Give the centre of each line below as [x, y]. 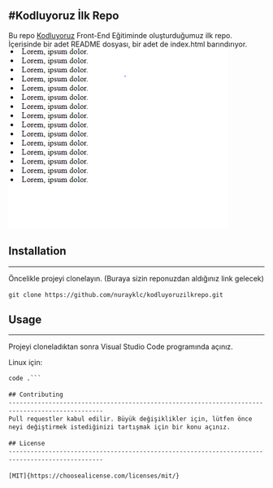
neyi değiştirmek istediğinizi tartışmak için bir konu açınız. [119, 427]
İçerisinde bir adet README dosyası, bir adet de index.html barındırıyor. [128, 44]
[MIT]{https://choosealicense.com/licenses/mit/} [94, 476]
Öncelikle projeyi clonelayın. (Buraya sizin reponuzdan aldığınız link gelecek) [136, 278]
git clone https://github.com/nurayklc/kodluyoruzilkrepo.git [116, 294]
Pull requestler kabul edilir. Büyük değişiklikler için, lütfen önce [130, 419]
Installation [37, 251]
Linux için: [26, 363]
